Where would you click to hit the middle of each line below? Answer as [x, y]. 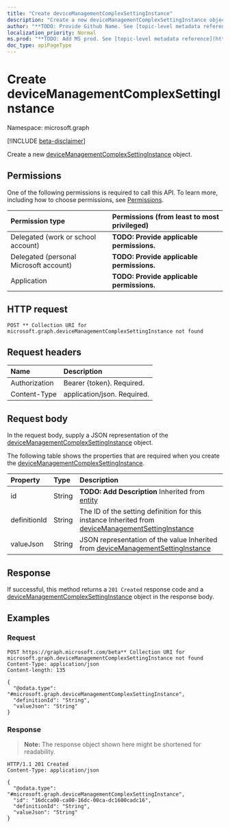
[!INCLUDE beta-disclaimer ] [46, 141]
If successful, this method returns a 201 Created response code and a [105, 589]
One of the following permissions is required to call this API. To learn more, [113, 192]
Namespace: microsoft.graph [48, 127]
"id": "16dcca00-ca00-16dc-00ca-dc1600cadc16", [82, 800]
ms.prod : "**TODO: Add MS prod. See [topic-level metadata [93, 39]
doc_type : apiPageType [39, 45]
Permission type [38, 221]
